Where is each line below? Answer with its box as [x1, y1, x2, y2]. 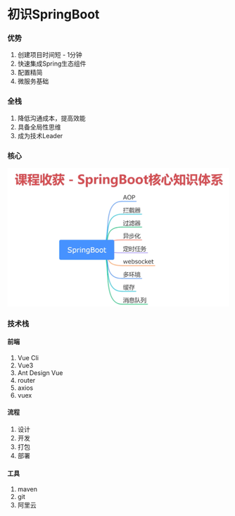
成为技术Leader [17, 131, 63, 140]
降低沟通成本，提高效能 [17, 113, 86, 122]
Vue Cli [17, 353, 39, 362]
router [17, 376, 36, 384]
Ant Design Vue [17, 368, 63, 377]
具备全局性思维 [17, 123, 61, 131]
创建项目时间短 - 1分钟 [17, 51, 82, 59]
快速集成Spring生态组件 [17, 59, 87, 68]
